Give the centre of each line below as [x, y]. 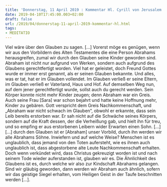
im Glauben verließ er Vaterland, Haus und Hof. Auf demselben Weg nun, [80, 84]
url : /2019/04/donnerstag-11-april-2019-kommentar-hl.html [68, 24]
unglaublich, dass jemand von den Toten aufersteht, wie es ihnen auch [78, 142]
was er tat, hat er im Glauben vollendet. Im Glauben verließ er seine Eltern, [82, 79]
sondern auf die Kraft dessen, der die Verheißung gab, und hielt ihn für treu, [83, 121]
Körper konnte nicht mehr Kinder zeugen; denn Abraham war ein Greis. [78, 95]
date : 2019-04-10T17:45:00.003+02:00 [44, 14]
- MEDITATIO [17, 33]
